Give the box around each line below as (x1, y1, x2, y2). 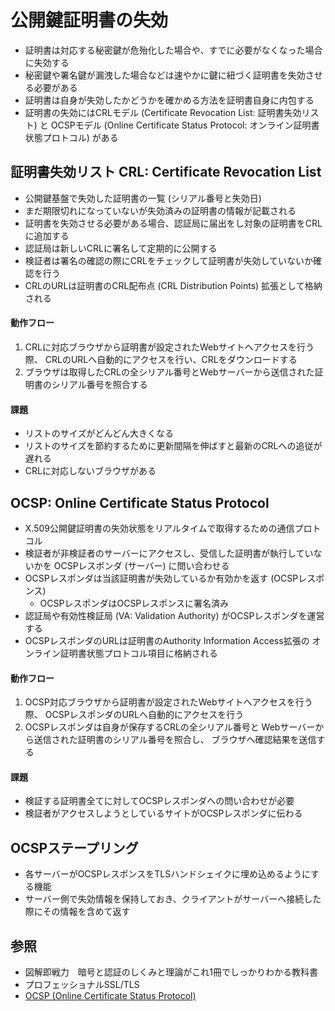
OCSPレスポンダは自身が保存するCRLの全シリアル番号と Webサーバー (24, 721, 316, 733)
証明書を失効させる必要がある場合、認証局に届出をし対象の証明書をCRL (24, 217, 323, 229)
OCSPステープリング (10, 839, 139, 856)
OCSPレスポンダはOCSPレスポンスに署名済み (39, 597, 230, 609)
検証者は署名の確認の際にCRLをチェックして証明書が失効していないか (24, 254, 314, 266)
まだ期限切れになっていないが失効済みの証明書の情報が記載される (24, 204, 297, 216)
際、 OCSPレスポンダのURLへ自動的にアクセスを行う (24, 709, 245, 721)
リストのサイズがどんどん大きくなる (24, 427, 174, 440)
